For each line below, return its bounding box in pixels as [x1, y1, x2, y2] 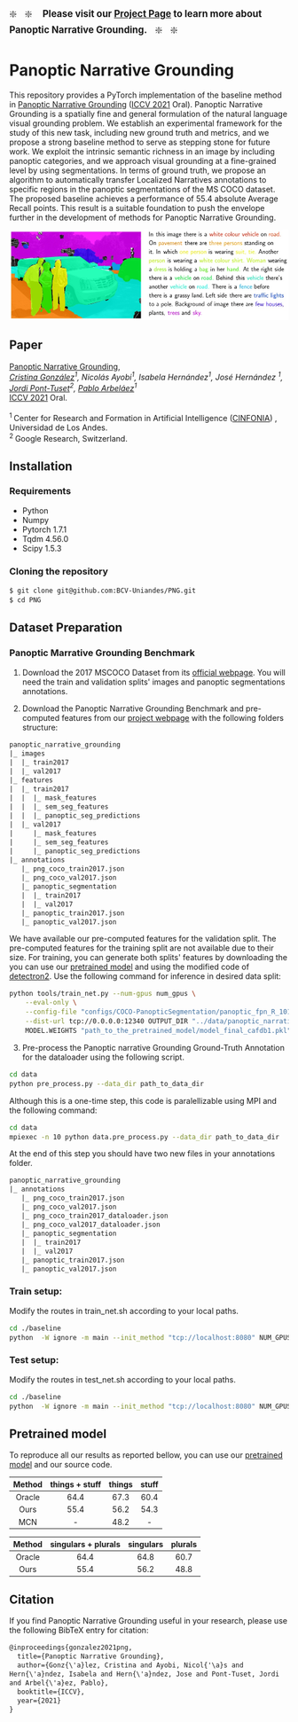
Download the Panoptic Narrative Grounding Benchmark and [21, 703, 244, 714]
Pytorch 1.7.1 [21, 524, 67, 535]
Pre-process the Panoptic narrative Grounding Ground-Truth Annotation [21, 1042, 286, 1053]
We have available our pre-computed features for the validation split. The [9, 933, 277, 943]
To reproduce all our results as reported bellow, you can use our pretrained [9, 1450, 284, 1460]
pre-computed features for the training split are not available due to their [9, 943, 274, 953]
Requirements [9, 485, 72, 497]
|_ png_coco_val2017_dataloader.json [20, 1220, 161, 1230]
